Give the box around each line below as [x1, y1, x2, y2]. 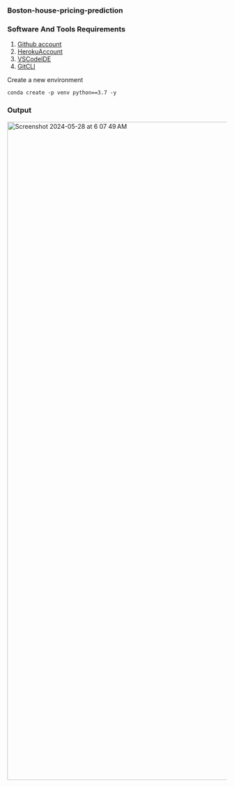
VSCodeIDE [17, 55, 52, 63]
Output [7, 105, 32, 115]
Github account [17, 40, 62, 49]
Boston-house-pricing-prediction [7, 6, 123, 15]
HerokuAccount [17, 47, 63, 56]
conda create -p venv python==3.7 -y [7, 89, 117, 96]
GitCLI [17, 62, 36, 71]
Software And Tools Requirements [7, 24, 126, 33]
